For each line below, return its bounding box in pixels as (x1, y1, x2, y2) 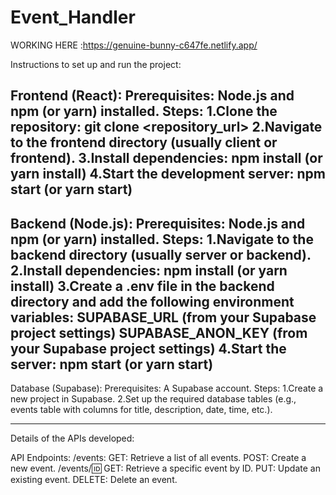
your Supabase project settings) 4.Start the (10, 340, 287, 357)
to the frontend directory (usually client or (10, 134, 278, 151)
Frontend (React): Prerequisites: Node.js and (10, 87, 295, 105)
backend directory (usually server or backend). (10, 246, 312, 263)
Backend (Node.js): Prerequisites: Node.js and (10, 215, 306, 232)
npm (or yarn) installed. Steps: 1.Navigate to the (10, 231, 314, 248)
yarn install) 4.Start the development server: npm (10, 166, 326, 183)
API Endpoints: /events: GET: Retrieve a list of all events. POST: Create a (10, 452, 307, 464)
